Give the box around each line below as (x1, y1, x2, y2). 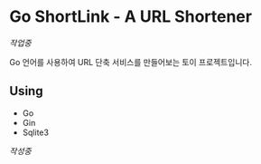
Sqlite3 (22, 127, 50, 138)
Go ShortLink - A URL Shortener (9, 6, 253, 27)
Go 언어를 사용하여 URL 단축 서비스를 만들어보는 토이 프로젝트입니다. (9, 56, 253, 67)
